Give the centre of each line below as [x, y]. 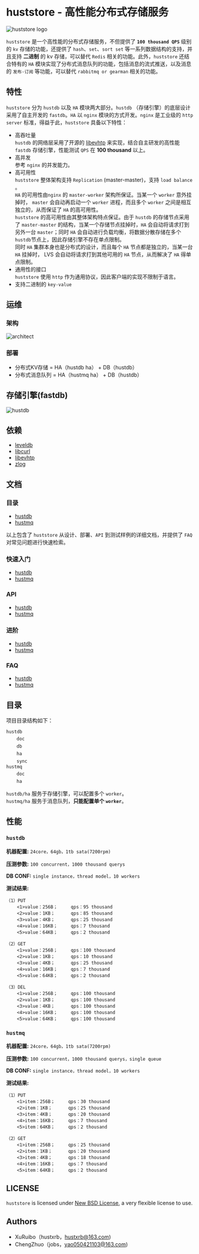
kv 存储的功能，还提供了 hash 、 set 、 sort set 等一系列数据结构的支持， [100, 49]
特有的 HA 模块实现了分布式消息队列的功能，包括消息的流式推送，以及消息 [101, 64]
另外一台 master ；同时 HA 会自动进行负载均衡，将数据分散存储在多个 [98, 232]
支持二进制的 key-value [43, 284]
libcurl [23, 452]
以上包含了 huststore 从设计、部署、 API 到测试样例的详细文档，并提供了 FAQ [99, 535]
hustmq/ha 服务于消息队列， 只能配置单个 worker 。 [67, 801]
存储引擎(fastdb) [37, 395]
